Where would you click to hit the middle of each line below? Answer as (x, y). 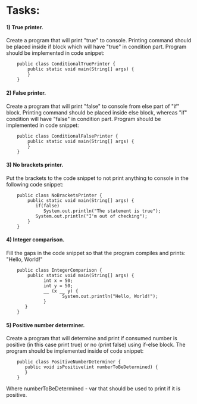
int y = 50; (58, 286)
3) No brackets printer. (35, 165)
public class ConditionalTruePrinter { (66, 64)
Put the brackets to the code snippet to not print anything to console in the (97, 178)
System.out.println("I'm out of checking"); (91, 216)
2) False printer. (26, 92)
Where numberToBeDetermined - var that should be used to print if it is (93, 389)
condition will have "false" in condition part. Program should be (84, 119)
